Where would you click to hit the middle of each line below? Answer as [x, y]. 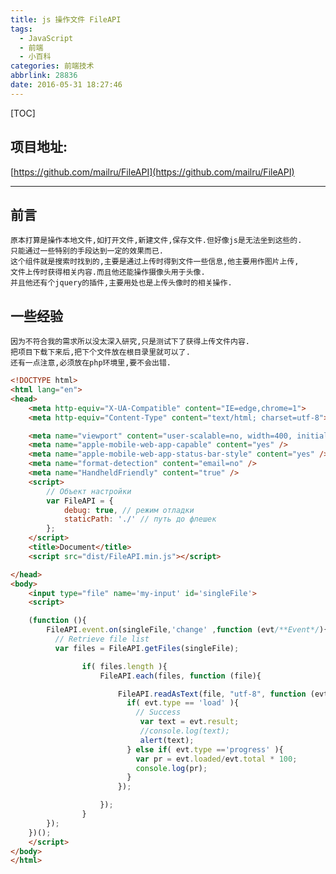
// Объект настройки [89, 491]
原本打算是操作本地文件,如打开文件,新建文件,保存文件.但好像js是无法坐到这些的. [156, 241]
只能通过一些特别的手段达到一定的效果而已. [87, 251]
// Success [158, 712]
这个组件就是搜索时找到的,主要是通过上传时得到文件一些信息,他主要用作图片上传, [155, 262]
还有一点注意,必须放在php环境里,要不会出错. [91, 363]
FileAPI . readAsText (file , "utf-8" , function [212, 694]
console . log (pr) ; [171, 768]
